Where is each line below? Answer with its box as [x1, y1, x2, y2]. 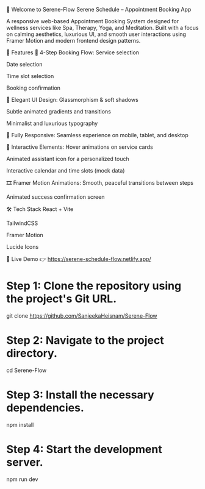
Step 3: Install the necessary [6, 388, 154, 402]
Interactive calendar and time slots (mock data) [6, 167, 125, 174]
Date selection [6, 61, 43, 68]
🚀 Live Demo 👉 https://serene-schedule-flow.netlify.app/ [6, 255, 151, 262]
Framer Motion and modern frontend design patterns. [6, 37, 141, 44]
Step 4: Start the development [6, 443, 163, 456]
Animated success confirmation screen [6, 193, 105, 201]
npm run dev [6, 476, 38, 483]
